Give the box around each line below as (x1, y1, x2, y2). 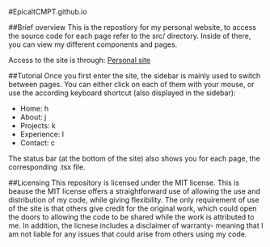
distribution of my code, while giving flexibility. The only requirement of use (8, 195, 260, 204)
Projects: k (19, 121, 57, 130)
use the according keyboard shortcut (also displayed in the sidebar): (8, 88, 236, 98)
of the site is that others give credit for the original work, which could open (8, 203, 257, 213)
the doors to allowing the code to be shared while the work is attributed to (8, 212, 255, 221)
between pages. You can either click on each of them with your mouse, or (8, 80, 255, 89)
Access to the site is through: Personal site (8, 56, 151, 65)
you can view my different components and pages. (8, 40, 178, 49)
